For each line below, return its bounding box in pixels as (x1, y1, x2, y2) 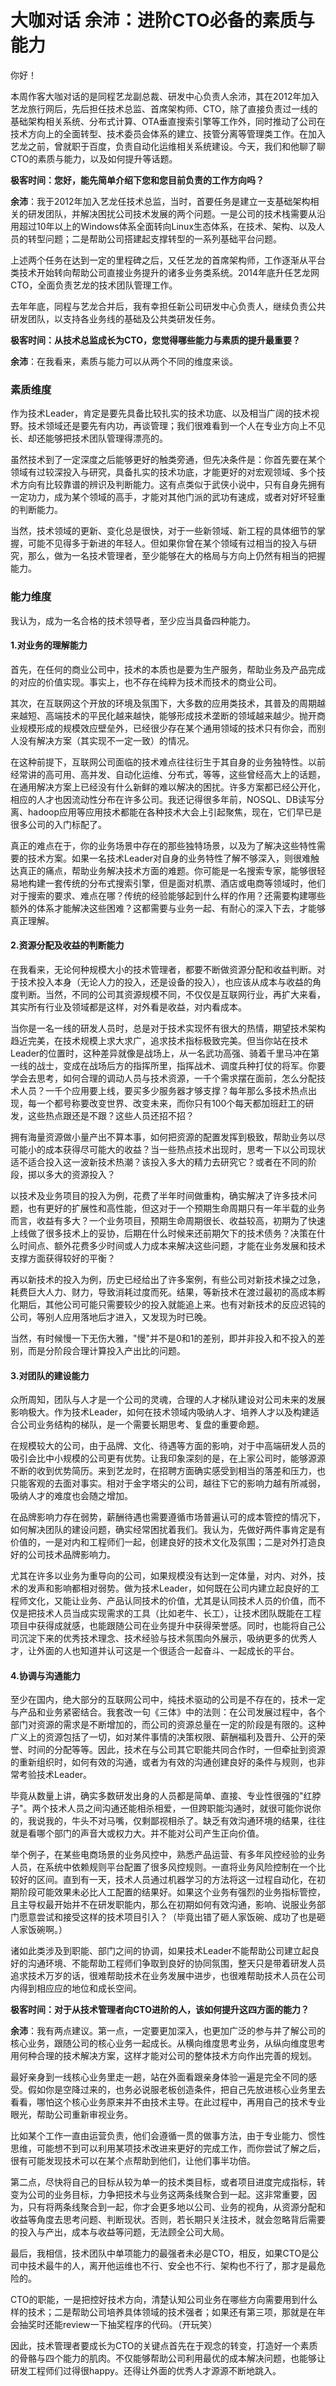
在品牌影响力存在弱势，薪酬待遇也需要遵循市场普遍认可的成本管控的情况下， (10, 1511, 326, 1523)
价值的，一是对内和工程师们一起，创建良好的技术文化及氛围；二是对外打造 (10, 1536, 317, 1548)
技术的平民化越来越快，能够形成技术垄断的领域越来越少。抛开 (62, 709, 317, 721)
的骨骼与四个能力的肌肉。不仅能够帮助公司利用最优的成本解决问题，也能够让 (10, 2352, 326, 2365)
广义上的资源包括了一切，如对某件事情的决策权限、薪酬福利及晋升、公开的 (10, 1731, 317, 1743)
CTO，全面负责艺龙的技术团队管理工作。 (10, 279, 178, 291)
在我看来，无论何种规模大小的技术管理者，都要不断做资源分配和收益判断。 (10, 963, 317, 975)
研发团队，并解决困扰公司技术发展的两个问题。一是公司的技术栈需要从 (27, 207, 317, 220)
